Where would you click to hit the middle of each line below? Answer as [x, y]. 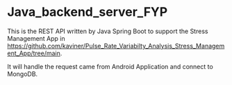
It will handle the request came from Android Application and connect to [110, 66]
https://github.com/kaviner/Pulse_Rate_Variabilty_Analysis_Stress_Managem [116, 46]
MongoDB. [23, 74]
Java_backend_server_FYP [88, 12]
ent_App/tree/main [34, 53]
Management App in [36, 38]
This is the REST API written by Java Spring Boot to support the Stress [108, 31]
